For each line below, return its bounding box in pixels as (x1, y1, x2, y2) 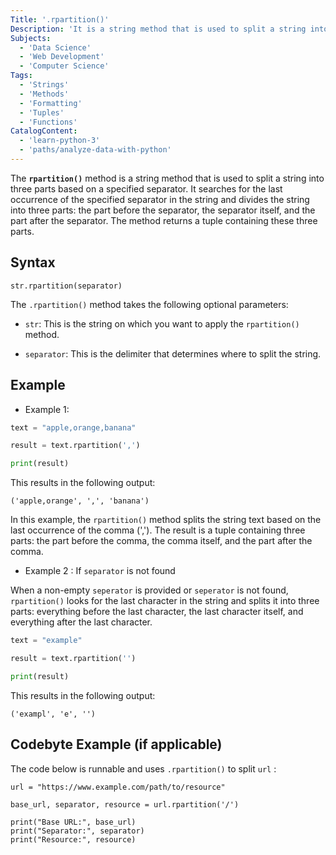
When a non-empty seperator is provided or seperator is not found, (10, 584, 289, 596)
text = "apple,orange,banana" (10, 422, 137, 433)
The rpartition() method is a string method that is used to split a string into (10, 172, 325, 184)
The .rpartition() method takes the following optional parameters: (10, 298, 289, 310)
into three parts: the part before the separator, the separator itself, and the (10, 204, 316, 216)
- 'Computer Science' (19, 61, 110, 71)
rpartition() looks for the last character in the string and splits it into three (10, 595, 320, 607)
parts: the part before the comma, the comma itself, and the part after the (10, 535, 313, 547)
